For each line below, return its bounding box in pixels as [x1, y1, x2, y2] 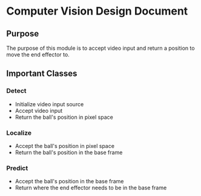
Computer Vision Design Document [6, 4, 188, 18]
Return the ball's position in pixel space [15, 113, 113, 121]
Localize [6, 129, 32, 137]
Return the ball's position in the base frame [15, 149, 123, 156]
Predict [6, 164, 28, 172]
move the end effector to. [6, 51, 70, 58]
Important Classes [6, 69, 77, 79]
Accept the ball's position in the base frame [15, 178, 124, 185]
